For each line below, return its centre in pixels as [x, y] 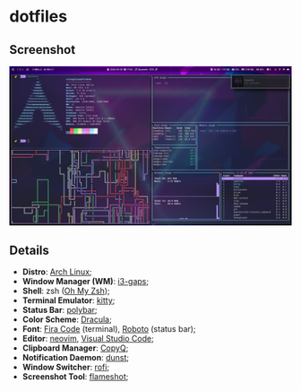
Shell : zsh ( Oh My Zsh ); [66, 291]
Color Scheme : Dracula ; [67, 319]
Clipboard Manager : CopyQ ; [75, 348]
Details [29, 250]
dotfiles [39, 17]
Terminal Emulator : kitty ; [69, 300]
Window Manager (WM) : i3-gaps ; [86, 282]
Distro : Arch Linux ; [57, 272]
